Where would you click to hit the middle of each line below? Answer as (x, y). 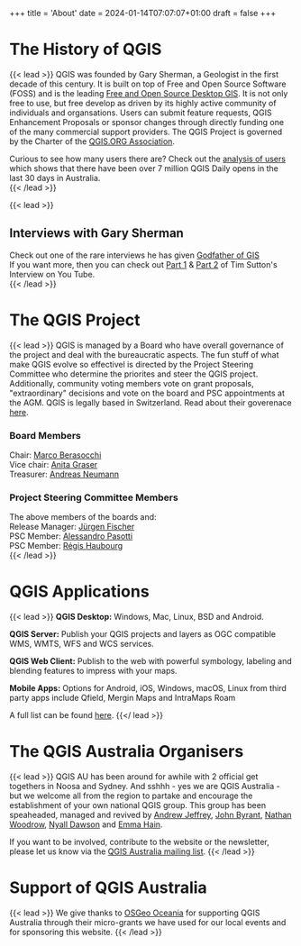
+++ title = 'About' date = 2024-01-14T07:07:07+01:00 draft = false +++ (143, 13)
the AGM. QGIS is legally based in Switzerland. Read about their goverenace (150, 402)
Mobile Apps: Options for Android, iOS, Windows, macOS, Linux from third (148, 688)
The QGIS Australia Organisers (127, 752)
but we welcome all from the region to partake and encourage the (131, 796)
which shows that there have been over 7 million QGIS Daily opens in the (144, 168)
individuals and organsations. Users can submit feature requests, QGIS (141, 113)
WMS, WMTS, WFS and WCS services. (82, 644)
